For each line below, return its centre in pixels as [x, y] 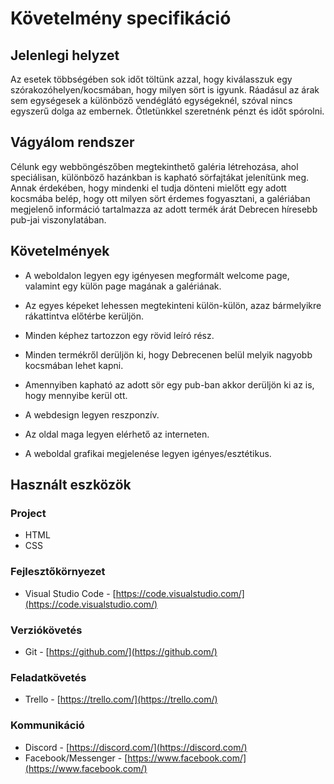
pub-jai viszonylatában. [58, 219]
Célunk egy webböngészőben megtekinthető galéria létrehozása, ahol [154, 166]
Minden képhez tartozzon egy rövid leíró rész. [119, 335]
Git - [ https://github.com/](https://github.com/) [121, 651]
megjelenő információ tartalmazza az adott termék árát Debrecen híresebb [164, 209]
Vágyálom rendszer [72, 142]
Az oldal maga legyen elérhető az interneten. [117, 434]
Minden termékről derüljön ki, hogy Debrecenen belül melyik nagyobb [168, 354]
